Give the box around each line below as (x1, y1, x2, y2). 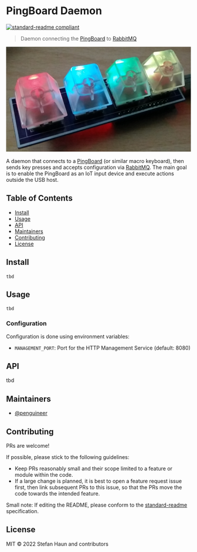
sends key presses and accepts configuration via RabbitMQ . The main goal (6, 164, 187, 171)
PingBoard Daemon (6, 4, 103, 18)
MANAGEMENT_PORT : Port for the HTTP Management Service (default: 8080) (14, 344, 191, 351)
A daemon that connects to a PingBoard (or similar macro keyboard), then (6, 157, 185, 164)
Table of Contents (6, 193, 73, 204)
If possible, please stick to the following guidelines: (6, 454, 130, 461)
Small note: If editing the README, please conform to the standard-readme (6, 501, 188, 508)
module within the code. (14, 471, 73, 478)
